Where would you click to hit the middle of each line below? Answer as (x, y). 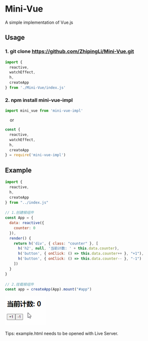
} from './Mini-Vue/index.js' (36, 88)
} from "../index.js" (27, 202)
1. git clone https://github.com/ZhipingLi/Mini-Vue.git (70, 51)
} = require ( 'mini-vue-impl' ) (36, 155)
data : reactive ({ (27, 223)
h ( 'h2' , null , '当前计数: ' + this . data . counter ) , (68, 248)
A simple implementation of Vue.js (39, 22)
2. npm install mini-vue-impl (39, 100)
